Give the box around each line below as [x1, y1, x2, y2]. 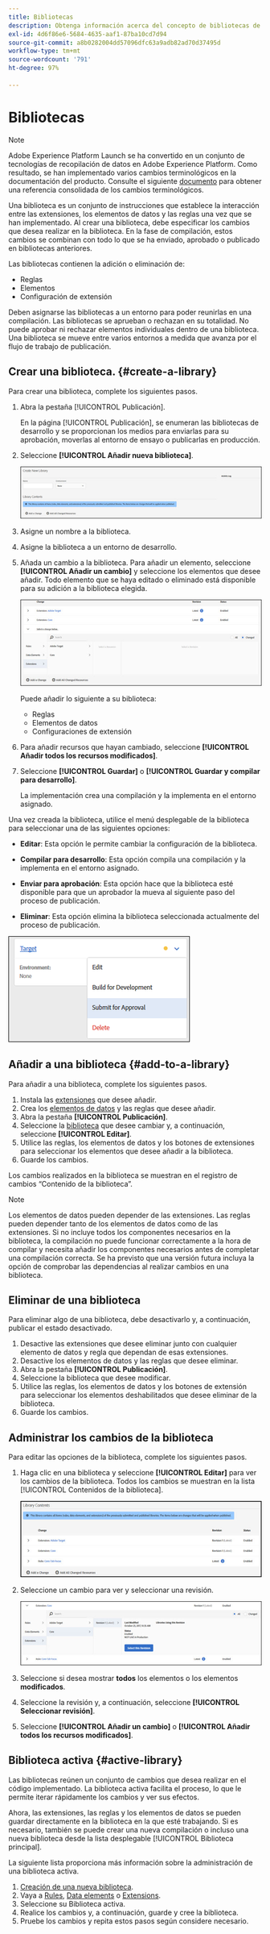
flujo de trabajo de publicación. [8, 341, 112, 351]
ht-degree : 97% [8, 64, 59, 73]
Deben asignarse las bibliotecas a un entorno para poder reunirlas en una [8, 307, 252, 317]
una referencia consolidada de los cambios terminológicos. [8, 185, 204, 194]
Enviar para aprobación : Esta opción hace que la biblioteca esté [19, 879, 234, 888]
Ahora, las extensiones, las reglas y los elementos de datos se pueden [8, 1807, 241, 1817]
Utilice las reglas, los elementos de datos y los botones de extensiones [19, 1138, 255, 1147]
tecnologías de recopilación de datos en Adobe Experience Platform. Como [8, 159, 258, 168]
